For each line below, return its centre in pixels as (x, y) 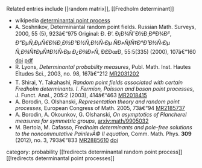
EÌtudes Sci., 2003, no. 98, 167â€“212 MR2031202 (77, 74)
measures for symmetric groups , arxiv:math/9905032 (82, 121)
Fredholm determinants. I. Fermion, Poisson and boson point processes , (105, 89)
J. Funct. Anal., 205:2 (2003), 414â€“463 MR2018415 (81, 95)
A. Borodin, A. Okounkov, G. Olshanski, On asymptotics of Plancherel (101, 115)
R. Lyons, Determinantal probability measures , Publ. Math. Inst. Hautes (103, 67)
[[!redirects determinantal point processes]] (60, 158)
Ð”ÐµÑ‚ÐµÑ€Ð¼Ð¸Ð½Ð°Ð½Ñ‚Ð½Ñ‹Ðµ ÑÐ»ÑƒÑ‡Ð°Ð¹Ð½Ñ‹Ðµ (93, 43)
